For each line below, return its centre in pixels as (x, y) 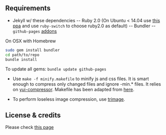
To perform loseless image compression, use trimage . (69, 99)
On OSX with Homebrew (31, 41)
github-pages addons (35, 31)
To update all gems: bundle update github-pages (56, 69)
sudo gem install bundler (32, 50)
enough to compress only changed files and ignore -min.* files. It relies (87, 84)
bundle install (21, 59)
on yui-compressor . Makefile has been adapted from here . (73, 90)
